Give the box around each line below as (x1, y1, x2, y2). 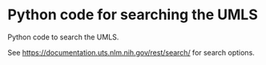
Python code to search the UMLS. (7, 32, 119, 42)
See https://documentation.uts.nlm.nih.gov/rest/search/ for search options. (7, 47, 256, 57)
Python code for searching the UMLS (7, 6, 258, 24)
